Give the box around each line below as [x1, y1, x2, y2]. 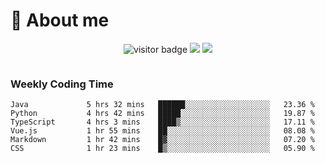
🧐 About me [10, 9, 110, 32]
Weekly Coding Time [10, 77, 114, 91]
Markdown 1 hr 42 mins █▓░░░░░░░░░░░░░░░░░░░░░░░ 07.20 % [10, 135, 315, 145]
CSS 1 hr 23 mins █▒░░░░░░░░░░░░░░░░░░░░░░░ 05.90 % [10, 144, 315, 154]
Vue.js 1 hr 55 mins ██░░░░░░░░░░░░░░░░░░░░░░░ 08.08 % [10, 126, 315, 136]
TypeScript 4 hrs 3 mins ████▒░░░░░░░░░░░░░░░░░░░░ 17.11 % [10, 117, 315, 128]
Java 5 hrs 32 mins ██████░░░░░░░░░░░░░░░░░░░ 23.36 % [10, 100, 315, 110]
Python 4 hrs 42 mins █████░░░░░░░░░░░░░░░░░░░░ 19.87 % [10, 109, 315, 119]
